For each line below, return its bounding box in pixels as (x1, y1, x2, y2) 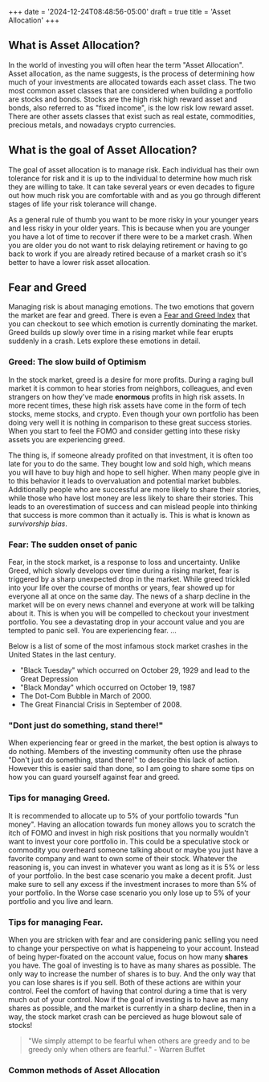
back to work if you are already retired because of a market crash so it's (8, 249, 247, 259)
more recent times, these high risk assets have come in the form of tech (8, 400, 247, 410)
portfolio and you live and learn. (8, 896, 114, 906)
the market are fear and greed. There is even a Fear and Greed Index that (8, 310, 251, 321)
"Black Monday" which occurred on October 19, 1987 (19, 682, 196, 692)
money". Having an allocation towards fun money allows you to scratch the (8, 819, 255, 829)
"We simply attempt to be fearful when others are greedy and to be (27, 1035, 251, 1046)
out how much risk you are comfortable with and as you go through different (8, 190, 261, 200)
